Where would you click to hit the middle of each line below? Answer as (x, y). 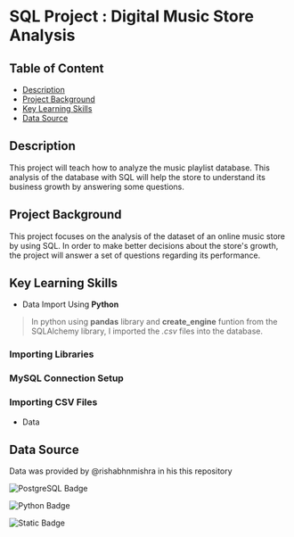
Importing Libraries (52, 354)
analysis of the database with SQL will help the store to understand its (137, 177)
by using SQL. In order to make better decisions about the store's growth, (144, 245)
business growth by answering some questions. (97, 186)
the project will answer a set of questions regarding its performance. (135, 255)
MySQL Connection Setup (67, 378)
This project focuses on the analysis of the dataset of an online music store (147, 236)
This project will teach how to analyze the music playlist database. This (139, 168)
